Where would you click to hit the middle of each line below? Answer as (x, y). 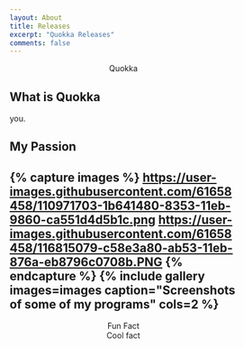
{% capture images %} (75, 177)
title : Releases (40, 26)
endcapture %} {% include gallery (107, 276)
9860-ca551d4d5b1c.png (83, 220)
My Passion (43, 147)
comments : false (40, 43)
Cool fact (123, 335)
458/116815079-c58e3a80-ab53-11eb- (121, 247)
